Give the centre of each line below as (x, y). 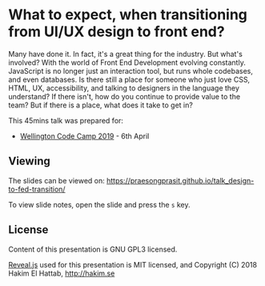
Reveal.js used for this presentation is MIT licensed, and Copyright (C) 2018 (133, 264)
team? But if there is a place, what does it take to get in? (101, 105)
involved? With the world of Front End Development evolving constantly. (127, 62)
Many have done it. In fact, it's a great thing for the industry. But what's (125, 54)
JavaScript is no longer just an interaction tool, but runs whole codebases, (131, 70)
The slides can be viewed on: (57, 180)
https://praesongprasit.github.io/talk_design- (181, 180)
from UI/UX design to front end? (117, 32)
